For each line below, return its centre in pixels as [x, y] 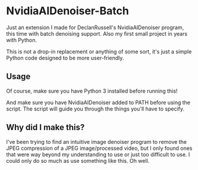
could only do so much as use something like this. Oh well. [78, 160]
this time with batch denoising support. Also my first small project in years [97, 33]
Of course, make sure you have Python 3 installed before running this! [92, 91]
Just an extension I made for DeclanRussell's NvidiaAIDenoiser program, [95, 27]
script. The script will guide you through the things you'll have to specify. [95, 109]
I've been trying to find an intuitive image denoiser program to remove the [97, 141]
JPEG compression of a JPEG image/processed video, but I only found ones [99, 148]
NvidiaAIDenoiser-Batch [67, 11]
